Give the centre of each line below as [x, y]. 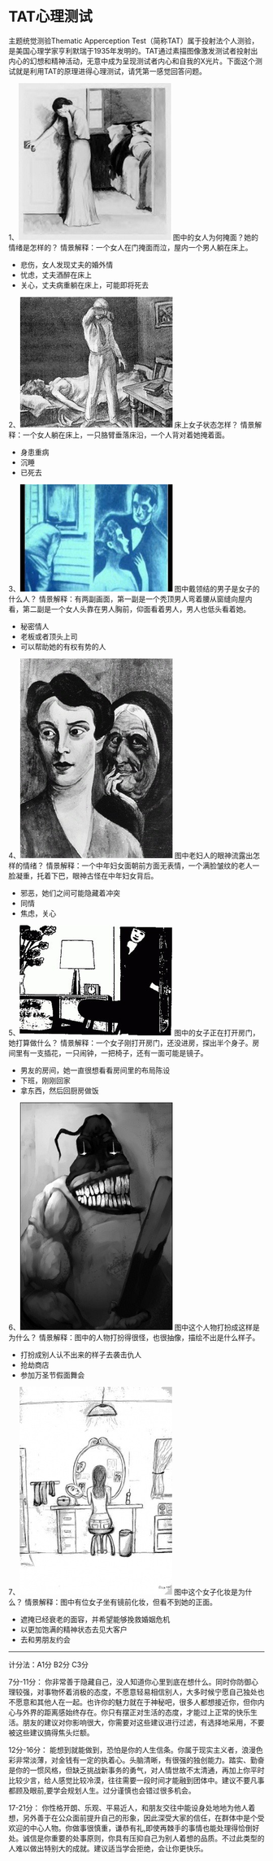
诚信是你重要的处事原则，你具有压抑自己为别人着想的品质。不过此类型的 [143, 1838]
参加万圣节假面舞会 [52, 1375]
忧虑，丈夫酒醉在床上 [56, 275]
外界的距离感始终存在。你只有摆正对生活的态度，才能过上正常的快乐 [136, 1712]
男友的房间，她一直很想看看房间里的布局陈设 [95, 1070]
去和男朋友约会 [45, 1639]
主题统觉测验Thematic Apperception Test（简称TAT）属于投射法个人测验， [134, 41]
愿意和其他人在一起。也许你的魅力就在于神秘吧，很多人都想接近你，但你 [136, 1702]
